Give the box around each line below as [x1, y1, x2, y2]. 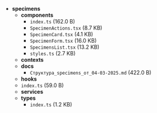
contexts [20, 56, 44, 63]
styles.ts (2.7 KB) [29, 50, 76, 56]
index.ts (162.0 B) [29, 18, 76, 25]
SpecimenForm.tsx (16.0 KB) [29, 37, 97, 44]
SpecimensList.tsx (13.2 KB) [29, 43, 100, 50]
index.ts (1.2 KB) [29, 101, 73, 108]
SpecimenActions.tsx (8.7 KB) [29, 24, 103, 31]
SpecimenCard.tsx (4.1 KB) [29, 31, 93, 38]
